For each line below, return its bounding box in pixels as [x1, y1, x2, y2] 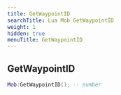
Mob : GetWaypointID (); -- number [7, 81, 101, 88]
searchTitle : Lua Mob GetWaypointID [7, 17, 114, 24]
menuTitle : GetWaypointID [7, 37, 83, 44]
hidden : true [7, 30, 45, 37]
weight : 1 [7, 23, 36, 30]
